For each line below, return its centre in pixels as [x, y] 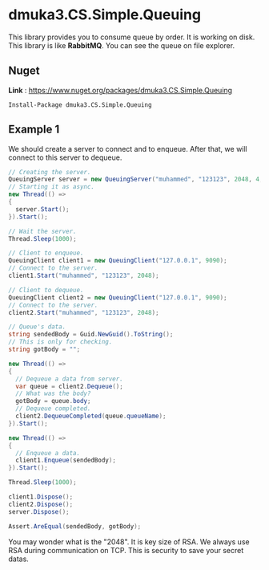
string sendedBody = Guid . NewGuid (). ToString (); [91, 335]
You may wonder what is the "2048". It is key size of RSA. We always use [129, 541]
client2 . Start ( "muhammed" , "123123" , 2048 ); [84, 312]
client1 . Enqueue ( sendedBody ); [66, 460]
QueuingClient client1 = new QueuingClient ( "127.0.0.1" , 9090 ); [118, 261]
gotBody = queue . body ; [53, 401]
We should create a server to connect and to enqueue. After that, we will [128, 149]
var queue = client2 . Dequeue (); [70, 386]
